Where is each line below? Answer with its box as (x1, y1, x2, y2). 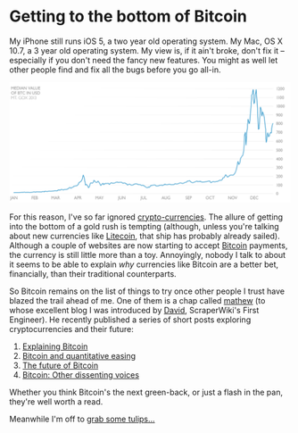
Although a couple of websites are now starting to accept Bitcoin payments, (9, 239, 288, 251)
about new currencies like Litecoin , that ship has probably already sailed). (9, 230, 281, 241)
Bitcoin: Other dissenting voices (21, 369, 140, 380)
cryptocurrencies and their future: (9, 323, 134, 334)
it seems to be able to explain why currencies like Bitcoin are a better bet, (9, 259, 279, 270)
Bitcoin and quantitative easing (21, 350, 137, 361)
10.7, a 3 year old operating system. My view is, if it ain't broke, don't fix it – (9, 45, 286, 55)
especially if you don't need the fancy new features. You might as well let (9, 54, 278, 65)
